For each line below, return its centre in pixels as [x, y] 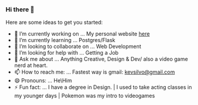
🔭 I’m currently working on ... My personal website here [82, 34]
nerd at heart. [31, 65]
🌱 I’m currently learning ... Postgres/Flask [65, 40]
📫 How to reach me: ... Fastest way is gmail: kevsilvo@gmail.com [95, 72]
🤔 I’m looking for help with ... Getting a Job [66, 53]
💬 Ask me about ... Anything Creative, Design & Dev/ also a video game [101, 59]
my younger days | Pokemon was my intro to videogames [84, 96]
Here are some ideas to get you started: [54, 23]
